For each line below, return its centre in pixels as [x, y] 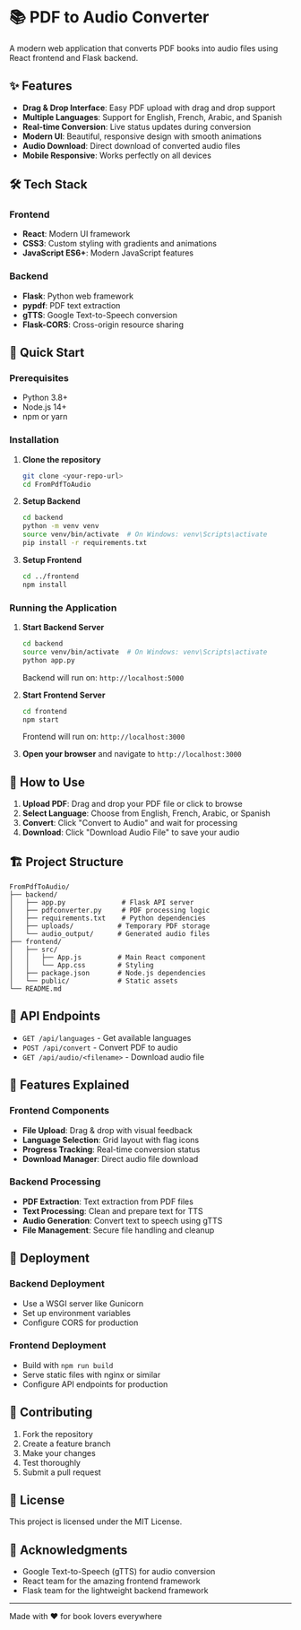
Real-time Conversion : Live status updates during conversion [137, 126]
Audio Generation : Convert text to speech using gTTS [122, 1220]
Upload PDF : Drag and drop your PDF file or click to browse [133, 804]
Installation [34, 440]
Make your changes [59, 1452]
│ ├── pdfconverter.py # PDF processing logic [110, 911]
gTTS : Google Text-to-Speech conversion [99, 315]
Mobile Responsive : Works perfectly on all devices [117, 155]
